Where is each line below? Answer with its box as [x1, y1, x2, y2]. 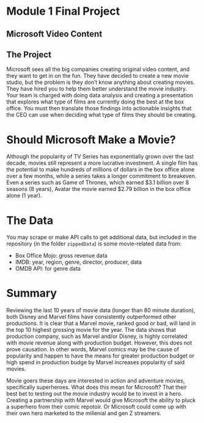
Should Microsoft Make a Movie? [6, 133, 176, 146]
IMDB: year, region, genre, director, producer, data [15, 258, 142, 266]
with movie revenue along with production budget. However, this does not [6, 339, 192, 346]
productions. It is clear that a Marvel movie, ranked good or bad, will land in [6, 320, 197, 327]
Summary [6, 286, 57, 301]
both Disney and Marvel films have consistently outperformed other [6, 313, 177, 321]
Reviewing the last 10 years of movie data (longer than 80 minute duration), [6, 307, 195, 314]
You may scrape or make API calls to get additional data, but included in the [6, 234, 197, 241]
